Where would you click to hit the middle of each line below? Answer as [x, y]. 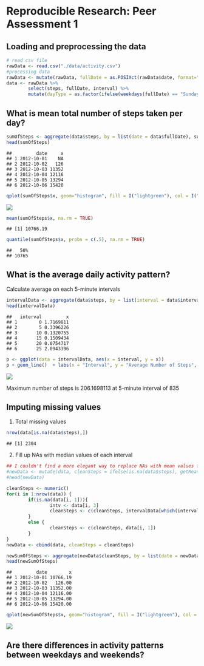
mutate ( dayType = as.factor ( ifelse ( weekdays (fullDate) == [103, 94]
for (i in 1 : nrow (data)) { [39, 494]
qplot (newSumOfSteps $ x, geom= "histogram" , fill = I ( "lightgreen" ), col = [102, 615]
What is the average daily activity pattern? [88, 274]
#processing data [28, 72]
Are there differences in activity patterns [85, 645]
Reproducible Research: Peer [81, 11]
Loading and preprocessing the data [76, 46]
